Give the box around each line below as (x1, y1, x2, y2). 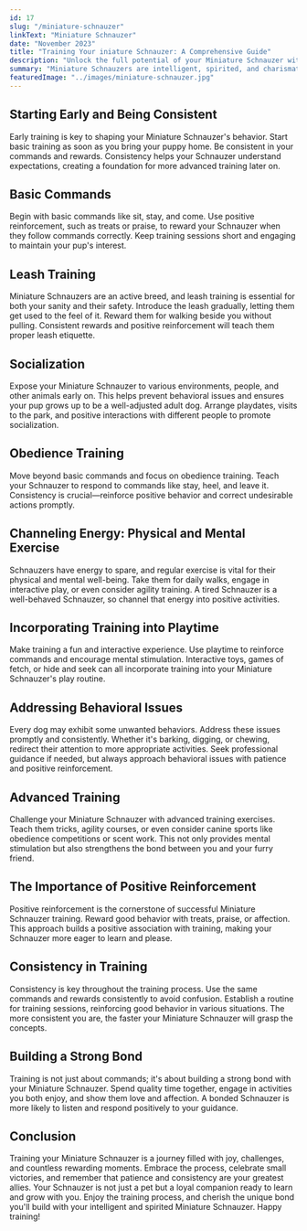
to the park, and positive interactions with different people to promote (9, 410, 271, 421)
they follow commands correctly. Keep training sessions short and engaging (9, 230, 296, 241)
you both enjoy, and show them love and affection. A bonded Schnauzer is (9, 1092, 290, 1103)
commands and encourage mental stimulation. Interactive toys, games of (9, 654, 284, 665)
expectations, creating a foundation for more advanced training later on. (9, 160, 281, 171)
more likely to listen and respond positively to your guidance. (9, 1102, 239, 1113)
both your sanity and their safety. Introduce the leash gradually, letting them (9, 301, 295, 312)
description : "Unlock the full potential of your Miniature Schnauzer (9, 56, 284, 65)
